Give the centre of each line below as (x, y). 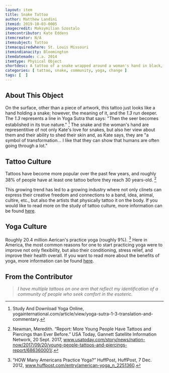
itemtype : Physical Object (33, 61)
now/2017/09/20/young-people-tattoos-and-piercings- (70, 345)
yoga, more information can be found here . (50, 261)
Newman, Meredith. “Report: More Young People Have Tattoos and (82, 329)
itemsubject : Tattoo (27, 43)
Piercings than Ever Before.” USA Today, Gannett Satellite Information (84, 334)
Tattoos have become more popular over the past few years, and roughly (81, 174)
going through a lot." (26, 146)
